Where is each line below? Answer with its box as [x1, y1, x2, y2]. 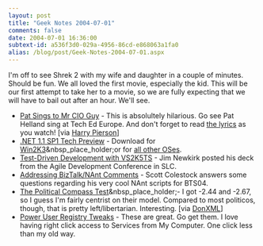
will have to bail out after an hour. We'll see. [8, 96, 151, 105]
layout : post [8, 11, 51, 20]
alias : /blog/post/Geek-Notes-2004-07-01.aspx [8, 48, 165, 56]
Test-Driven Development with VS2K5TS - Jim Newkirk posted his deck [19, 153, 254, 163]
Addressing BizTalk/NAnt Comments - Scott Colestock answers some [19, 170, 247, 179]
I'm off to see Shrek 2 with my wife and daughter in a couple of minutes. [8, 71, 244, 79]
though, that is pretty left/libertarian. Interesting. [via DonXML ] [19, 204, 223, 213]
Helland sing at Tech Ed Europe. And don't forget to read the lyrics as [19, 120, 246, 129]
